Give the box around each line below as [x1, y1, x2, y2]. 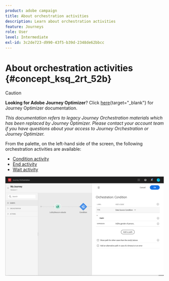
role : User [5, 29, 28, 35]
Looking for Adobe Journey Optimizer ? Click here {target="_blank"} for [5, 99, 154, 105]
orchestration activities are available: [5, 146, 81, 152]
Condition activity [12, 155, 49, 161]
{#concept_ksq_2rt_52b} [5, 73, 112, 85]
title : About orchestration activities [5, 13, 89, 19]
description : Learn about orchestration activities [5, 19, 116, 24]
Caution [5, 90, 22, 96]
